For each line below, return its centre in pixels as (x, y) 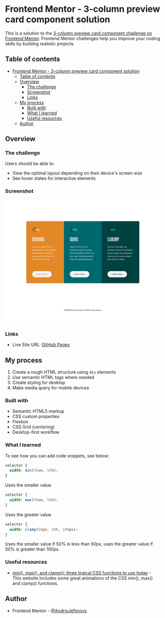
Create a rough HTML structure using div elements (64, 372)
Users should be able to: (30, 164)
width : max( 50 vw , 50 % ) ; (34, 500)
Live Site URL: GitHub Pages (41, 345)
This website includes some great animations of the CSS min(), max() (82, 578)
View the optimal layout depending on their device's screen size (77, 173)
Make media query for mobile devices (51, 387)
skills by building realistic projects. (40, 43)
